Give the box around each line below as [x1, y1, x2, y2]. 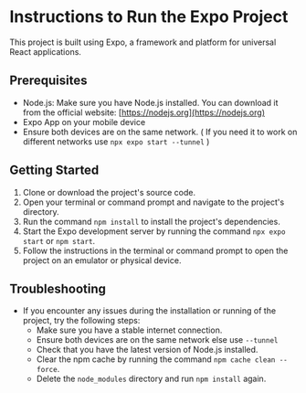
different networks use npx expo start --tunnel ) [22, 135, 210, 147]
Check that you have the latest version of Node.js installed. [36, 345, 259, 356]
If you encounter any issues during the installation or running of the [22, 305, 277, 316]
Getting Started [9, 163, 100, 178]
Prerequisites [9, 73, 88, 89]
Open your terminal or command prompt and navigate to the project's [22, 196, 285, 207]
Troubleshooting [9, 281, 107, 296]
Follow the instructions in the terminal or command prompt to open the [22, 245, 289, 256]
